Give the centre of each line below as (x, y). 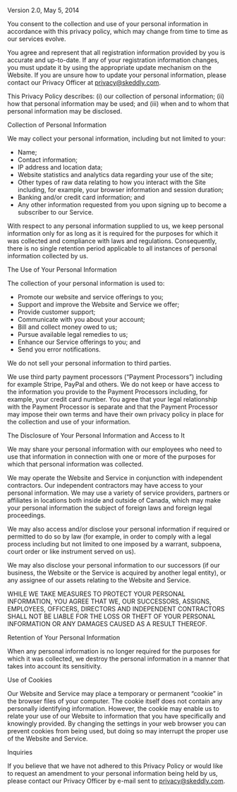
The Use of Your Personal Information (62, 270)
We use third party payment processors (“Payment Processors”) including (115, 377)
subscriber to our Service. (55, 212)
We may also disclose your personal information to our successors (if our (114, 565)
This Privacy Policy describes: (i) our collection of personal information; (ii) (116, 96)
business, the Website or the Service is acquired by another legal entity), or (117, 572)
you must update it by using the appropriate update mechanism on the (109, 67)
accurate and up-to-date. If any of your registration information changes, (114, 60)
